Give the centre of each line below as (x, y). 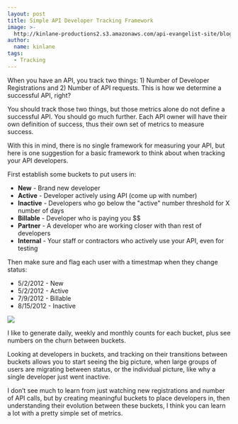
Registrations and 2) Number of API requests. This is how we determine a (114, 88)
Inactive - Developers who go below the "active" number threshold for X (124, 203)
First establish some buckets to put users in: (72, 174)
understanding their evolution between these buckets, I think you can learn (117, 406)
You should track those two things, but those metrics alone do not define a (116, 109)
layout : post (27, 14)
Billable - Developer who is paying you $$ (79, 218)
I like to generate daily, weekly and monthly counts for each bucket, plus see (119, 333)
